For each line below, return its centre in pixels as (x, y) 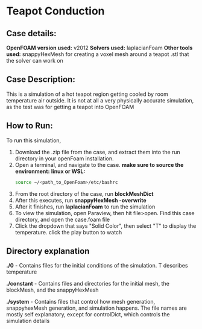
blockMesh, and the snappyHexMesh (52, 290)
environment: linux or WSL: (50, 171)
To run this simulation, (34, 140)
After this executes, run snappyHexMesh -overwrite (80, 200)
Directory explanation (48, 251)
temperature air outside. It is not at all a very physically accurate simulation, (100, 100)
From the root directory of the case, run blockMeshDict (84, 193)
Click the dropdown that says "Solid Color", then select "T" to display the (106, 226)
